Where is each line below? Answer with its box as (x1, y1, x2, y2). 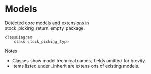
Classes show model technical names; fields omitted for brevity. (12, 57, 146, 63)
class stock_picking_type (14, 39, 69, 44)
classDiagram (5, 35, 33, 40)
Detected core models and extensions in (5, 20, 89, 26)
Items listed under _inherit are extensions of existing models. (12, 63, 140, 69)
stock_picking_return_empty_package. (5, 25, 85, 31)
